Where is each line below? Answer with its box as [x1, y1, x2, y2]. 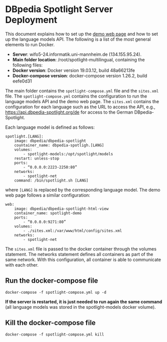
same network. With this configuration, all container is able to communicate [5, 256, 161, 263]
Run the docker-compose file [5, 277, 98, 285]
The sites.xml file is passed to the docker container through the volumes [5, 245, 157, 252]
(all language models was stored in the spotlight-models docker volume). [5, 304, 156, 310]
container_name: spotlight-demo [14, 210, 82, 216]
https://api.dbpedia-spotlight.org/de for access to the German [5, 109, 133, 115]
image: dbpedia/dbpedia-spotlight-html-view [14, 206, 109, 211]
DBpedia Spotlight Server [5, 4, 113, 15]
